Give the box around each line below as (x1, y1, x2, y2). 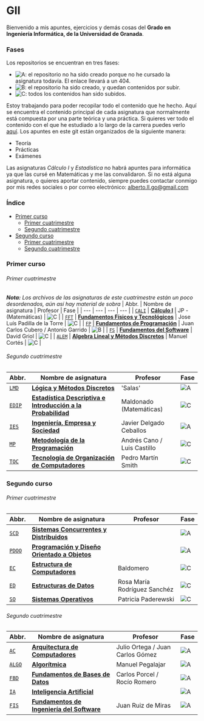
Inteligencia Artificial (31, 688, 94, 696)
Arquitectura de (31, 643, 79, 651)
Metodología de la (31, 436, 85, 444)
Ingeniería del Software (31, 705, 101, 714)
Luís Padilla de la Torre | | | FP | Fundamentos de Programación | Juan (6, 319, 194, 327)
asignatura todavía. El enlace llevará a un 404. (15, 77, 131, 85)
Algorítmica (31, 660, 67, 669)
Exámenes (15, 152, 41, 160)
